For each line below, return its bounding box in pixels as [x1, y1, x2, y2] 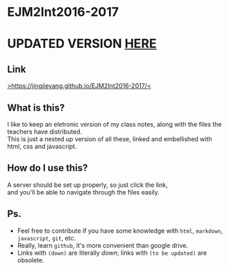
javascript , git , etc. [17, 233, 76, 242]
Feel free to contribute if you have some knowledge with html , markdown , [17, 226, 223, 235]
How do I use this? [7, 162, 88, 174]
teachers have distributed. [7, 127, 83, 136]
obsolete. [17, 255, 44, 264]
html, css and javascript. [7, 143, 77, 150]
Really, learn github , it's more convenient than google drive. [17, 241, 189, 249]
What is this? [7, 102, 65, 114]
